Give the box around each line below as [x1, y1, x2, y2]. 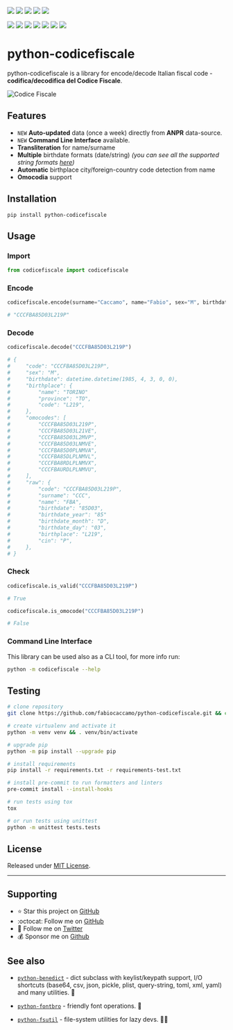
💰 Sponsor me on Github [17, 932, 89, 941]
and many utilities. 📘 [17, 988, 76, 997]
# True [7, 595, 26, 602]
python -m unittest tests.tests [7, 824, 101, 831]
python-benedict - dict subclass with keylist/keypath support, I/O [17, 973, 203, 981]
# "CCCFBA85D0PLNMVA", [7, 447, 98, 454]
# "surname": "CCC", [7, 492, 92, 499]
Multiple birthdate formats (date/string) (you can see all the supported [17, 150, 220, 159]
